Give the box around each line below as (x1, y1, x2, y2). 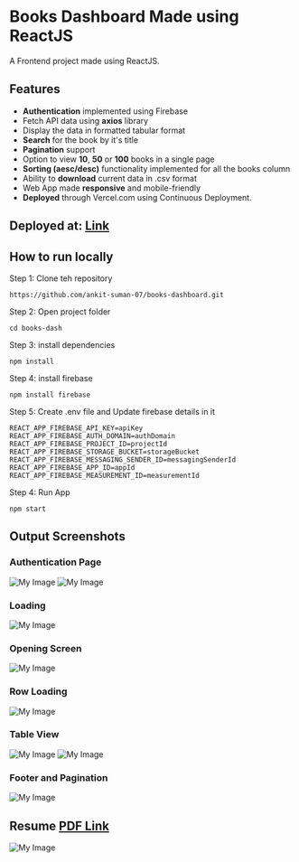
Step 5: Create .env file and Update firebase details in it (9, 406, 215, 417)
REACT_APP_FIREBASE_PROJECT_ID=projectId (9, 439, 168, 448)
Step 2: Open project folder (9, 305, 111, 317)
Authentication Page (9, 556, 102, 568)
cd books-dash (9, 323, 63, 333)
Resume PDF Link (9, 818, 110, 833)
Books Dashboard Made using (9, 6, 239, 27)
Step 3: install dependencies (9, 339, 116, 350)
